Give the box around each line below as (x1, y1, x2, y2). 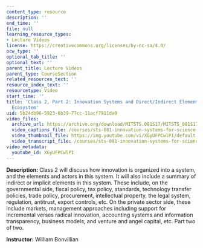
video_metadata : (6, 143, 47, 150)
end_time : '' (6, 20, 39, 26)
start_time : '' (6, 93, 45, 99)
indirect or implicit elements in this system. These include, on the (6, 179, 168, 186)
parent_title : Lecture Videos (6, 65, 83, 71)
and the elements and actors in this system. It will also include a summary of (6, 172, 196, 180)
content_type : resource (6, 8, 66, 15)
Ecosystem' (11, 104, 39, 111)
